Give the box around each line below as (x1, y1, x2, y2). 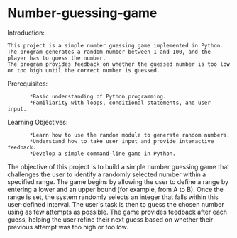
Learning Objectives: (7, 118, 69, 126)
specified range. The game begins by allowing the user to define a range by (7, 177, 229, 186)
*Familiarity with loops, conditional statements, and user (29, 99, 211, 106)
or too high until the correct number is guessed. (7, 67, 160, 74)
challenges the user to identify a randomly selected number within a (7, 170, 206, 178)
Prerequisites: (7, 79, 48, 88)
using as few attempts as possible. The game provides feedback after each (7, 208, 228, 216)
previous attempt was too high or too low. (7, 222, 129, 231)
